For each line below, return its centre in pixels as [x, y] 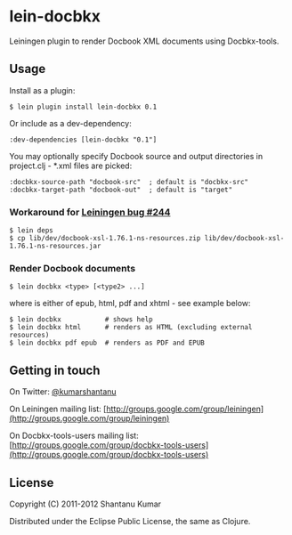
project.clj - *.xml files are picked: [71, 166]
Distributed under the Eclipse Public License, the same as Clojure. [130, 521]
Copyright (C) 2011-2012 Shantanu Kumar [85, 504]
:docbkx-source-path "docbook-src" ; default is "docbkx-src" [129, 182]
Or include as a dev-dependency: [70, 123]
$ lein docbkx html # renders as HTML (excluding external [131, 328]
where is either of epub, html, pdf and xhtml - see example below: [130, 304]
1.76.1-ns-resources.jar [55, 247]
